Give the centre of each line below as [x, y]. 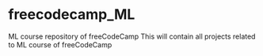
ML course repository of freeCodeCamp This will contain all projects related [132, 36]
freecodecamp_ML [72, 15]
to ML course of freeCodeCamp [60, 44]
